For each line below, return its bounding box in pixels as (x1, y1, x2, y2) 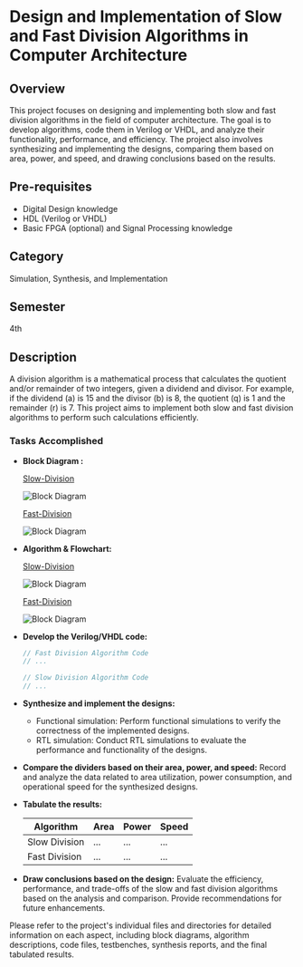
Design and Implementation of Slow (9, 6, 283, 27)
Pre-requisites (9, 179, 92, 195)
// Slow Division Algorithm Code (22, 673, 149, 682)
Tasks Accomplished (9, 435, 104, 448)
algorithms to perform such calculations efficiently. (9, 412, 199, 423)
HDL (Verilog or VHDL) (22, 213, 108, 224)
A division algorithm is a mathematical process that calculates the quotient (9, 373, 287, 384)
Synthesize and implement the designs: (22, 698, 175, 709)
